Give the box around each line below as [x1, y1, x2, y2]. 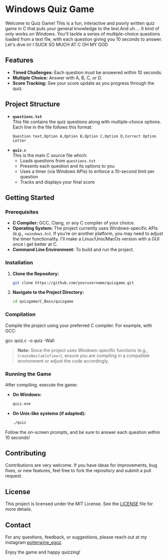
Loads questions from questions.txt [20, 157, 96, 164]
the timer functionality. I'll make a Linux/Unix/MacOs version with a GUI [12, 236, 159, 242]
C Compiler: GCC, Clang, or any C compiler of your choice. [12, 220, 135, 226]
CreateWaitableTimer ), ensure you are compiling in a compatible [17, 353, 150, 359]
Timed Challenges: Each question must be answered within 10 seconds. [12, 69, 162, 75]
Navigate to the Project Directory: [12, 289, 84, 295]
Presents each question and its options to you [20, 163, 115, 169]
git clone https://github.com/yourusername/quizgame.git [12, 280, 134, 285]
